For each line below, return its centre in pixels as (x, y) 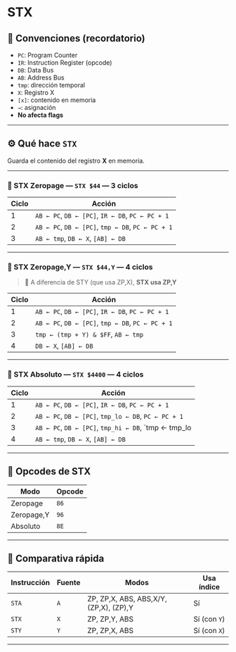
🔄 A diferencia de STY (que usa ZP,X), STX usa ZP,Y (100, 282)
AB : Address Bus (41, 77)
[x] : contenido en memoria (57, 100)
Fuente (68, 583)
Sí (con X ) (209, 631)
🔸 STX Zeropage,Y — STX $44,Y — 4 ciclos (80, 267)
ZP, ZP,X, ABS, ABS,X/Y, (127, 599)
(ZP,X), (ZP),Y (110, 608)
